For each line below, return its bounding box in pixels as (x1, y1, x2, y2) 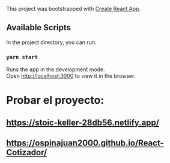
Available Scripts (6, 22, 71, 33)
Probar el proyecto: (6, 94, 105, 107)
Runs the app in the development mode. (6, 66, 105, 73)
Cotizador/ (6, 147, 47, 158)
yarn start (6, 54, 38, 60)
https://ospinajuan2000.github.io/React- (6, 138, 164, 149)
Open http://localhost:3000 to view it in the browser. (6, 72, 136, 80)
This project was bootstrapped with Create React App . (6, 5, 141, 12)
